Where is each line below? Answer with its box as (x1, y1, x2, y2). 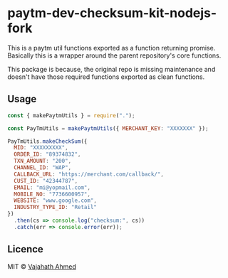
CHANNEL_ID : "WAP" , (14, 164, 72, 171)
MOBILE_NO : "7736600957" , (14, 191, 91, 198)
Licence (7, 243, 44, 255)
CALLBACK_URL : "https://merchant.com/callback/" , (14, 171, 164, 178)
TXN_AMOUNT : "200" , (14, 158, 72, 165)
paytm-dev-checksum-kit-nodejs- (7, 5, 217, 21)
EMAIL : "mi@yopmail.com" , (14, 183, 91, 191)
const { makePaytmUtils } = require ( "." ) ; (7, 112, 135, 119)
